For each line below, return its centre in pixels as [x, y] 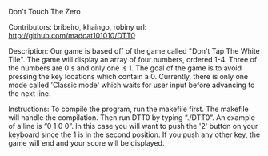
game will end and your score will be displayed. [86, 143]
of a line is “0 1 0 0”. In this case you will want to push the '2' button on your [133, 126]
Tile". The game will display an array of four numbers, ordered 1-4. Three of [133, 60]
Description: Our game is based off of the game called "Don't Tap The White [134, 51]
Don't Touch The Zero [45, 12]
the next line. [30, 94]
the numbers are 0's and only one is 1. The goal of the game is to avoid [125, 68]
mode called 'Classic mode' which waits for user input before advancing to [132, 85]
